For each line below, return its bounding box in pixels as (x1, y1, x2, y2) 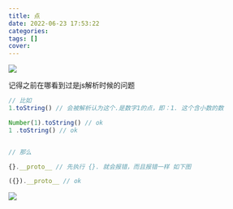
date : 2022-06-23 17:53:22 (8, 19, 100, 28)
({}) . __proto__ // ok (8, 177, 82, 186)
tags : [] (8, 34, 38, 43)
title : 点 (8, 11, 41, 20)
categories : (8, 27, 49, 35)
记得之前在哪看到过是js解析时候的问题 (8, 80, 136, 90)
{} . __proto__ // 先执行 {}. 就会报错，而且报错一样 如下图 (8, 163, 192, 171)
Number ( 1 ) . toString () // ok (8, 118, 104, 126)
